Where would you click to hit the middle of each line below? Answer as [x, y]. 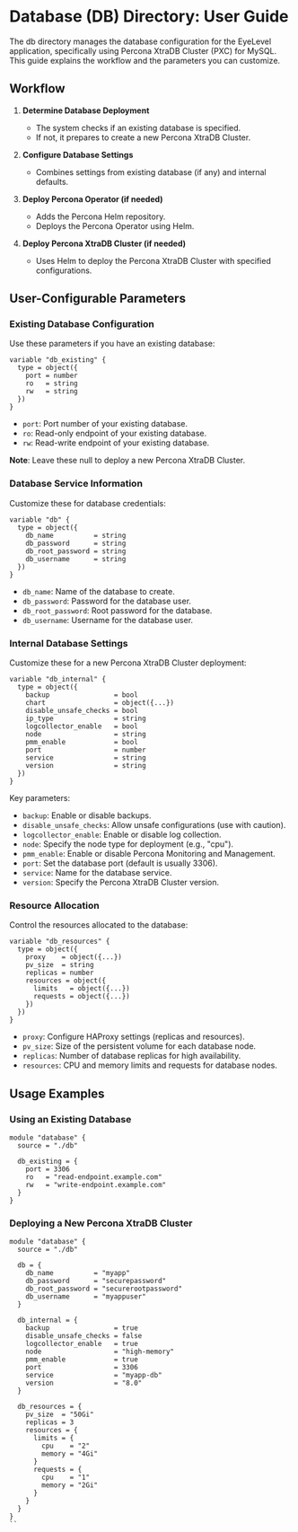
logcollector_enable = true [82, 1344]
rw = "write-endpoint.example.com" [96, 1185]
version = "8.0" [84, 1383]
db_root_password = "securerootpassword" [104, 1289]
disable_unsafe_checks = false [84, 1336]
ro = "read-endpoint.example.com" [94, 1177]
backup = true [82, 1328]
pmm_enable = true [82, 1360]
